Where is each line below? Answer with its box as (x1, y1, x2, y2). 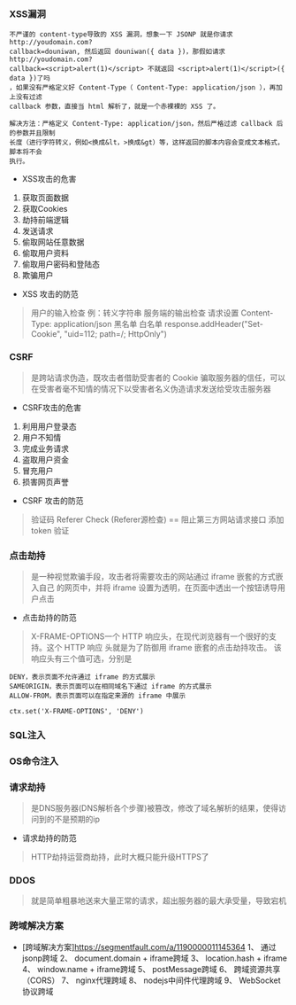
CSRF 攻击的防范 (21, 495, 84, 506)
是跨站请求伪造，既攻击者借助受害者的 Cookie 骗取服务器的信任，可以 (30, 372, 285, 383)
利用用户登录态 (21, 421, 77, 432)
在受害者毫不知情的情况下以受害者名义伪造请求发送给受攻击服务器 (30, 383, 271, 393)
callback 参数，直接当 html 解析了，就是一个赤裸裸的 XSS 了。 (9, 102, 220, 112)
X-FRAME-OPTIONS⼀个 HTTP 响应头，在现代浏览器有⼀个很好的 (30, 631, 269, 642)
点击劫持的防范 (21, 612, 77, 622)
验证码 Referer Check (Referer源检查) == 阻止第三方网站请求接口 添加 (30, 514, 285, 525)
